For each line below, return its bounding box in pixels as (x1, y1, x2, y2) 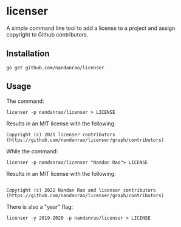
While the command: (6, 147, 58, 155)
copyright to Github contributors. (6, 30, 89, 38)
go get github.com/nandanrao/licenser (6, 65, 104, 71)
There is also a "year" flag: (6, 203, 73, 211)
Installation (6, 49, 50, 59)
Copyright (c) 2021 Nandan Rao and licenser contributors (6, 187, 156, 193)
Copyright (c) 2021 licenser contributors (6, 131, 115, 138)
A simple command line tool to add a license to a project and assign (6, 24, 176, 32)
